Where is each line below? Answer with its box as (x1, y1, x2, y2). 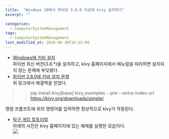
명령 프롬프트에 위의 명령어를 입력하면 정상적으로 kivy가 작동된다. (5, 106, 134, 112)
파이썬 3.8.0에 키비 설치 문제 (12, 73, 70, 79)
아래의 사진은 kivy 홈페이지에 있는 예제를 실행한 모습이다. (12, 122, 126, 129)
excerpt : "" (5, 12, 30, 17)
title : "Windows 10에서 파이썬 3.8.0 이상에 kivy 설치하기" (5, 7, 124, 13)
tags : (5, 31, 17, 36)
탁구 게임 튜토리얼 (12, 116, 48, 122)
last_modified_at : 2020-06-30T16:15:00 (5, 40, 90, 45)
